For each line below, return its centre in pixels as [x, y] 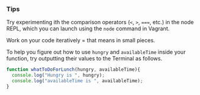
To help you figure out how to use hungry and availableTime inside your [96, 52]
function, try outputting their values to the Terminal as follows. [84, 59]
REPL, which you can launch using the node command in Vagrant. [88, 28]
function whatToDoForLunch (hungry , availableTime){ [73, 70]
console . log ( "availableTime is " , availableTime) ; [77, 81]
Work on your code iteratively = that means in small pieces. [81, 41]
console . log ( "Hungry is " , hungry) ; [58, 75]
